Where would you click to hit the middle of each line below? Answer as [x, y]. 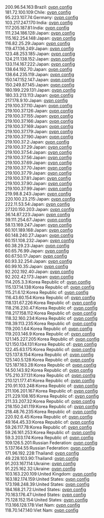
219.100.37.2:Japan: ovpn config [37, 142]
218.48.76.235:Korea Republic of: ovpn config [51, 412]
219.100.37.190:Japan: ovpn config [39, 137]
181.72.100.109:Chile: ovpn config [38, 12]
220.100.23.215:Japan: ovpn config [40, 199]
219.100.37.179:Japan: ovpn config [39, 132]
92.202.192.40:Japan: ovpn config [40, 271]
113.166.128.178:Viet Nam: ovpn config [43, 505]
